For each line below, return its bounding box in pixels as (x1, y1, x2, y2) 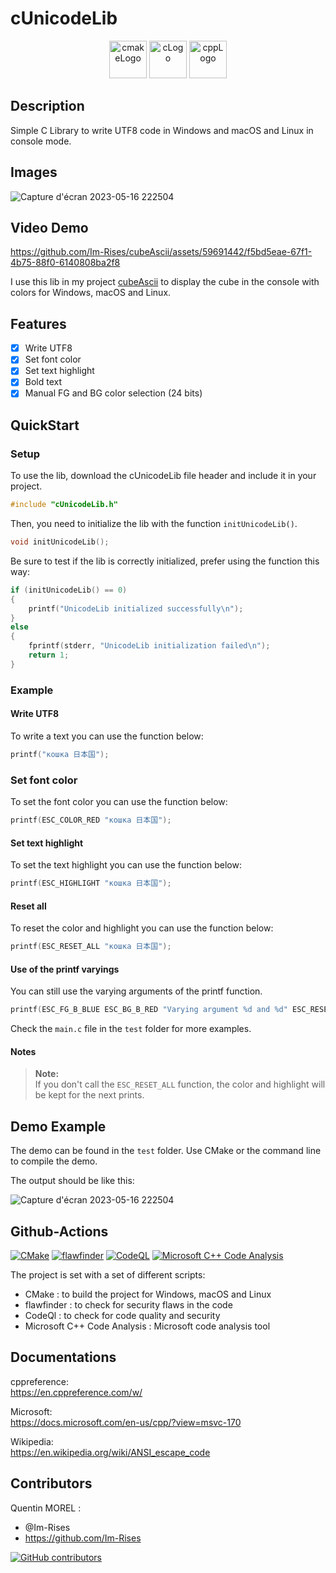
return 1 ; (28, 650, 70, 661)
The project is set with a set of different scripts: (10, 1269, 206, 1281)
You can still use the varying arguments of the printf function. (10, 985, 263, 997)
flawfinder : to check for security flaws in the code (24, 1299, 233, 1311)
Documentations (10, 1349, 117, 1366)
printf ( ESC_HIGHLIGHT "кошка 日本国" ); (10, 878, 172, 889)
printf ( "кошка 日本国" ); (10, 749, 110, 759)
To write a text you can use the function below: (10, 730, 204, 742)
